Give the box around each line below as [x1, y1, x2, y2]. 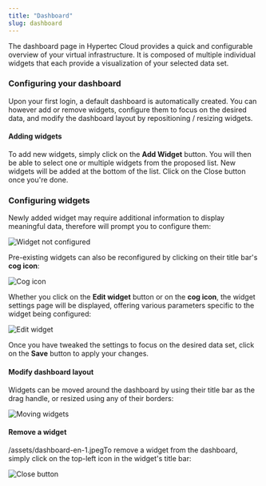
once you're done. [8, 175, 69, 184]
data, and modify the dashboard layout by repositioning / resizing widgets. [8, 113, 253, 123]
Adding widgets [8, 131, 62, 141]
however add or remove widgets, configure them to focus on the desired [8, 105, 248, 114]
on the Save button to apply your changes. [8, 349, 149, 359]
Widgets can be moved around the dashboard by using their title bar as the [8, 385, 256, 395]
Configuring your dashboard [8, 78, 121, 89]
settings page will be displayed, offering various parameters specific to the [8, 301, 255, 311]
